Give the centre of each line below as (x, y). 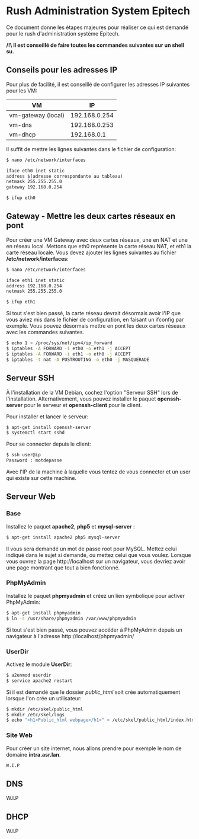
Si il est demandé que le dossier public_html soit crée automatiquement (93, 692)
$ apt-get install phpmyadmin (44, 613)
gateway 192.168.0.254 (34, 187)
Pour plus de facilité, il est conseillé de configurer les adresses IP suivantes (98, 84)
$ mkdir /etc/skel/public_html (45, 709)
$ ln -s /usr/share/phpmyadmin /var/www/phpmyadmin (71, 618)
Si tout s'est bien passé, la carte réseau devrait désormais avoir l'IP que (94, 313)
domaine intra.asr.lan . (33, 754)
